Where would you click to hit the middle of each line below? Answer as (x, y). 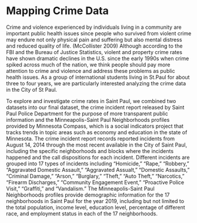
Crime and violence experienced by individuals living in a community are (94, 27)
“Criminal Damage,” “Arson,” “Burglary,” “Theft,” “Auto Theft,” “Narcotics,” (95, 176)
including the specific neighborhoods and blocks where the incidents (90, 151)
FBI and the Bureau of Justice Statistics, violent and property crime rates (94, 52)
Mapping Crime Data (57, 11)
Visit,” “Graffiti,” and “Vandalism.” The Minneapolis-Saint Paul (80, 188)
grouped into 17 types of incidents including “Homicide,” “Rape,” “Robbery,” (98, 164)
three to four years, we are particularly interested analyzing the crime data (96, 83)
